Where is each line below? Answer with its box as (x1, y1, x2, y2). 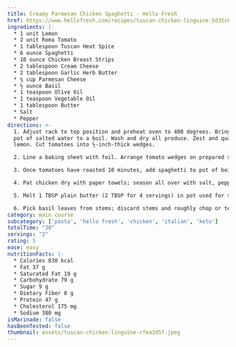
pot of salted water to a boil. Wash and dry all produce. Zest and (13, 134, 218, 141)
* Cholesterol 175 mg (13, 303, 77, 310)
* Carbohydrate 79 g (13, 277, 74, 284)
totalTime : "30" (7, 225, 55, 232)
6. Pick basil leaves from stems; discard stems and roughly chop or (13, 205, 221, 212)
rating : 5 (7, 237, 37, 245)
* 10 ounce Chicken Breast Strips (13, 56, 114, 63)
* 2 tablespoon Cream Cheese (13, 63, 99, 70)
